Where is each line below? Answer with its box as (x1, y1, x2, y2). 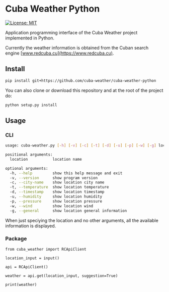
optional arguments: (5, 166, 49, 171)
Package (5, 235, 27, 242)
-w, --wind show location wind (10, 203, 94, 209)
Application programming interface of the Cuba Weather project (5, 29, 138, 35)
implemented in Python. (5, 35, 54, 41)
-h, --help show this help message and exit (10, 170, 123, 176)
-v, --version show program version (10, 175, 98, 180)
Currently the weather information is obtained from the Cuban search (5, 44, 149, 51)
